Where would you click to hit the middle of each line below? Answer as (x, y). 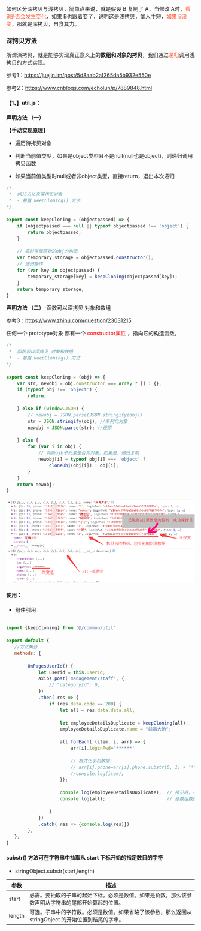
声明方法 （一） (25, 117)
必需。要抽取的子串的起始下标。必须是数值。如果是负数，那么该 (108, 895)
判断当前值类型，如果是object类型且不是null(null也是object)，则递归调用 (104, 155)
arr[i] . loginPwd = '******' (103, 749)
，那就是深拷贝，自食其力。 (45, 24)
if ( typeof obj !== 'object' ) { (57, 390)
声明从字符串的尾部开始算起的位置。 (80, 903)
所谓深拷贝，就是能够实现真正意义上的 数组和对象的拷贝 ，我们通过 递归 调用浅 (100, 55)
